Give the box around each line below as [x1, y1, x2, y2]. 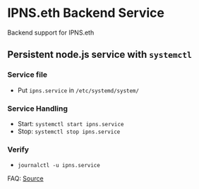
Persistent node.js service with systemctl [7, 49, 192, 61]
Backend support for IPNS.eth [7, 28, 95, 37]
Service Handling [7, 104, 68, 114]
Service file [7, 70, 48, 80]
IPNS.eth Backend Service [7, 5, 164, 21]
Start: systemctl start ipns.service [17, 119, 124, 128]
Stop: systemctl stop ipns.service [17, 127, 121, 135]
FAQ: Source [7, 174, 44, 183]
